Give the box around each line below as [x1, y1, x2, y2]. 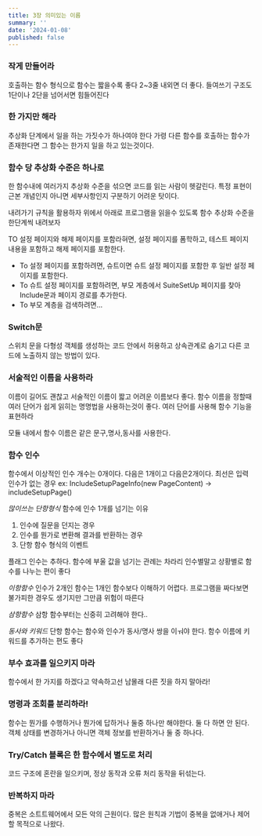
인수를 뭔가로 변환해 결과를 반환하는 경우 [19, 531, 143, 540]
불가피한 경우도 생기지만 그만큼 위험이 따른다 [8, 593, 145, 603]
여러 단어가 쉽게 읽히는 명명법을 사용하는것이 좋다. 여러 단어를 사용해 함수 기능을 [8, 401, 253, 411]
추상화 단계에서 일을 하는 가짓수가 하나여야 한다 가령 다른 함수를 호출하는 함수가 [8, 130, 250, 140]
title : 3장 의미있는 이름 [8, 11, 81, 20]
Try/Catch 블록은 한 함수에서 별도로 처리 [8, 749, 153, 760]
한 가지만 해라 [8, 111, 57, 122]
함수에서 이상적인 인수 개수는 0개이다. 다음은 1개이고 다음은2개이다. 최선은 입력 [8, 469, 249, 479]
